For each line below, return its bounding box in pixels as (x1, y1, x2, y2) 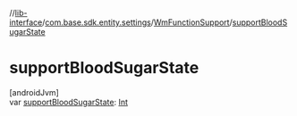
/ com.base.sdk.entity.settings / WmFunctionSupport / (41, 17, 233, 28)
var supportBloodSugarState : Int (9, 96, 128, 107)
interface (9, 17, 43, 28)
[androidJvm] (9, 87, 60, 97)
